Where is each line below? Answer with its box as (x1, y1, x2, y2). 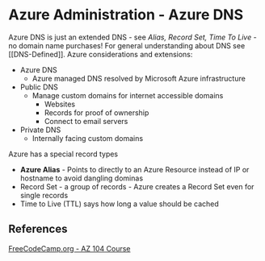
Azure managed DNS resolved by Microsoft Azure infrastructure (32, 73, 246, 83)
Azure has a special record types (8, 149, 119, 159)
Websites (44, 99, 75, 109)
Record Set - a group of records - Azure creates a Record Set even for (19, 181, 254, 191)
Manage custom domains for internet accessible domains (32, 90, 224, 100)
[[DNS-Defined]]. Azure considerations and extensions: (8, 49, 193, 59)
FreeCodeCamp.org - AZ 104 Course (8, 243, 131, 253)
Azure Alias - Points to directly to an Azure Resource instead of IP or (19, 164, 250, 174)
